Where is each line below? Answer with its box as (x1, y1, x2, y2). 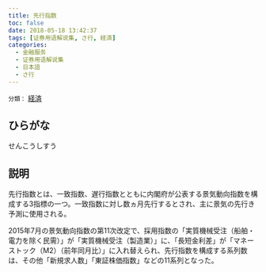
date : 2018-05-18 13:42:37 (8, 26, 97, 34)
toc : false (8, 19, 44, 27)
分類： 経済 (8, 93, 42, 103)
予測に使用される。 (8, 209, 71, 219)
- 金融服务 (15, 48, 47, 56)
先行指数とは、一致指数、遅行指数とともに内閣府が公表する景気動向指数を (8, 190, 251, 199)
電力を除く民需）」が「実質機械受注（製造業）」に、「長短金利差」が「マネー (8, 236, 255, 246)
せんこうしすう (8, 141, 57, 151)
